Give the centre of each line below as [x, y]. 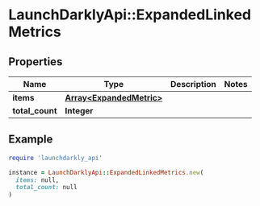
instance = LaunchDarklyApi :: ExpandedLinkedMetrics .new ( [106, 172]
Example [31, 140]
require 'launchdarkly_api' [56, 158]
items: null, [38, 180]
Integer [79, 111]
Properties [36, 62]
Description [193, 84]
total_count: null [47, 187]
